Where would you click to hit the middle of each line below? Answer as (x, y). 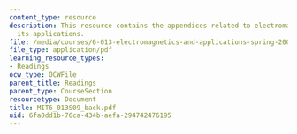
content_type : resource (53, 17)
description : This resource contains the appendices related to (130, 26)
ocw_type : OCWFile (43, 75)
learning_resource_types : (57, 58)
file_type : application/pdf (61, 50)
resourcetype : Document (53, 99)
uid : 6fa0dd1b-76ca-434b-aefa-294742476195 (91, 115)
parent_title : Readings (53, 83)
